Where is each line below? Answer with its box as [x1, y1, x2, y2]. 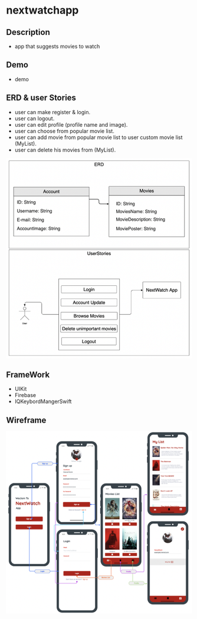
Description [6, 27, 50, 37]
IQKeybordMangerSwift [14, 398, 72, 405]
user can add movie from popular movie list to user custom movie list [14, 134, 183, 141]
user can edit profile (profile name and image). [14, 121, 128, 128]
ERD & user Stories [6, 93, 77, 103]
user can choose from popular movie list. [14, 127, 115, 134]
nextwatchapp [6, 4, 79, 17]
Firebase [14, 392, 37, 399]
